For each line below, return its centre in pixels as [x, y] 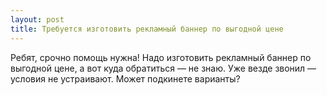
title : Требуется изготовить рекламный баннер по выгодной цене [147, 29]
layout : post [37, 19]
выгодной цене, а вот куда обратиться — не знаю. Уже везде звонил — [163, 68]
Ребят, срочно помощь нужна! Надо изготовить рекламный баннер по [161, 57]
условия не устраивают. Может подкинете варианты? [125, 78]
